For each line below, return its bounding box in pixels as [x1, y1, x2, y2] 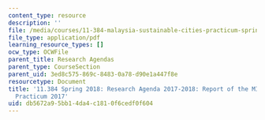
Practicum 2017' [15, 92, 69, 100]
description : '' [8, 19, 62, 27]
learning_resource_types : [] [8, 41, 104, 49]
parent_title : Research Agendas [8, 56, 114, 64]
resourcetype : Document [8, 77, 87, 85]
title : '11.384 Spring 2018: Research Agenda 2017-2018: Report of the [8, 84, 248, 93]
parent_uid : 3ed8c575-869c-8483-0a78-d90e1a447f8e [8, 70, 178, 78]
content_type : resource [8, 11, 87, 20]
